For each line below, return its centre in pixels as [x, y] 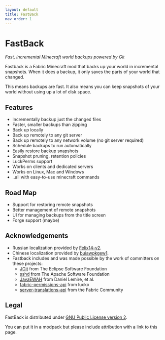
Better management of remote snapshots [54, 210]
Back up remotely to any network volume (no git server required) [78, 140]
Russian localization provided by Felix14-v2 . [57, 248]
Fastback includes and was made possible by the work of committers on [86, 258]
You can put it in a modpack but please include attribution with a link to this [81, 327]
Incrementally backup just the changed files [57, 120]
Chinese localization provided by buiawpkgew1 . [60, 253]
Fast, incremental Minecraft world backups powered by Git [65, 57]
